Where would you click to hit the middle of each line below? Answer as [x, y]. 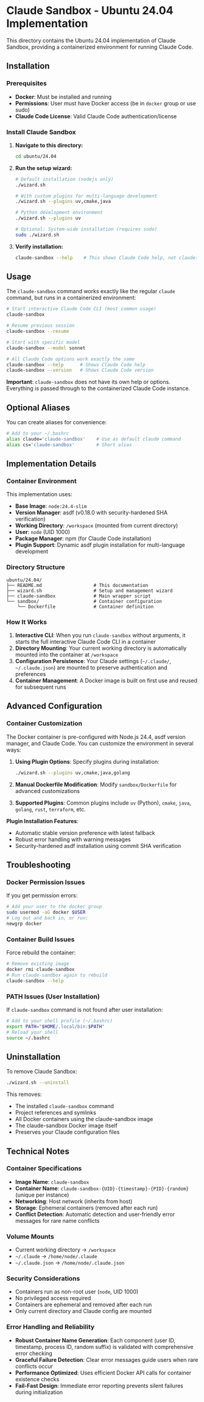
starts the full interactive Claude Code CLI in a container [86, 642]
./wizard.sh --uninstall [38, 1083]
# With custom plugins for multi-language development [86, 196]
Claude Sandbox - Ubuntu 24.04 [90, 11]
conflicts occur [34, 1366]
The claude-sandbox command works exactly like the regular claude [91, 291]
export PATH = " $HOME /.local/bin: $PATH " [55, 1027]
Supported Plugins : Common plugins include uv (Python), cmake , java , [103, 803]
